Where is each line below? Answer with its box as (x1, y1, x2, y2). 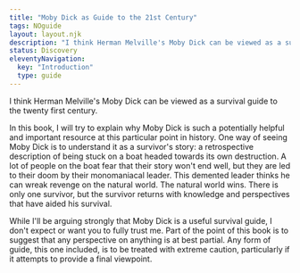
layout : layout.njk (9, 29, 82, 38)
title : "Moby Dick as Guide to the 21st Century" (9, 12, 198, 22)
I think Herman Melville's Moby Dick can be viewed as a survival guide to (9, 95, 279, 106)
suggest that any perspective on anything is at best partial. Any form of (9, 234, 271, 245)
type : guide (17, 71, 62, 80)
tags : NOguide (9, 21, 62, 30)
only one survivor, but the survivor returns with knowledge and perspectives (9, 188, 290, 199)
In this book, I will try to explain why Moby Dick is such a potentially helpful (9, 122, 285, 133)
